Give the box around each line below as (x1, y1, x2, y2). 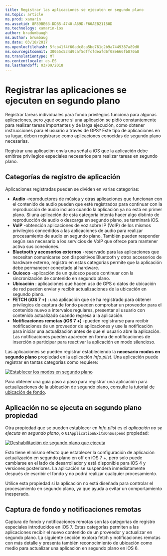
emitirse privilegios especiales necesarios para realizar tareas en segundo (5, 153, 158, 159)
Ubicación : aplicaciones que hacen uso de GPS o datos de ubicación (12, 280, 156, 286)
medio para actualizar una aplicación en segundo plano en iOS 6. (5, 545, 139, 551)
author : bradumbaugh (5, 30, 48, 35)
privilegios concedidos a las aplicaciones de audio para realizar (12, 228, 143, 234)
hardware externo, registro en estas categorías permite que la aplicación (12, 259, 162, 265)
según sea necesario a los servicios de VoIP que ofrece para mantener (12, 238, 159, 244)
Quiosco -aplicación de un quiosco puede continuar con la (12, 270, 134, 276)
